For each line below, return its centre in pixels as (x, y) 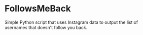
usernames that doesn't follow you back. (46, 27)
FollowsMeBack (38, 9)
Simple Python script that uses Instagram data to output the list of (71, 22)
